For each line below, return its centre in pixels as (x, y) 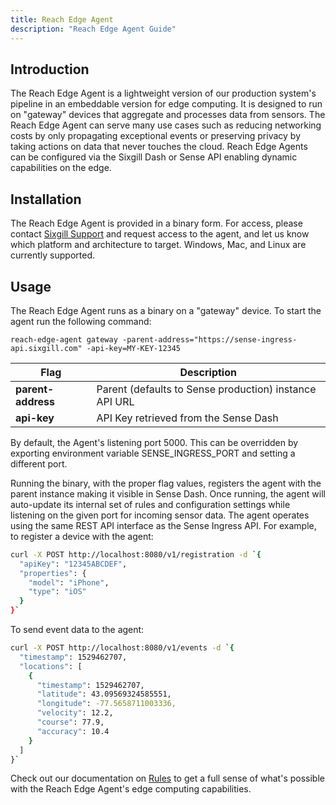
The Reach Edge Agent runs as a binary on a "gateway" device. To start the (166, 310)
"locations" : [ (51, 666)
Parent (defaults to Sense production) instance (206, 389)
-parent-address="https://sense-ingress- (209, 339)
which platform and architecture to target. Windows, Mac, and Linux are (158, 245)
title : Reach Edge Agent (62, 19)
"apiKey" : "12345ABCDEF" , (73, 564)
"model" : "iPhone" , (69, 582)
